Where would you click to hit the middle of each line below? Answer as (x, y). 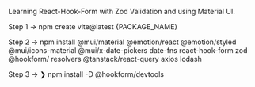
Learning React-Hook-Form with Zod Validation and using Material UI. (122, 11)
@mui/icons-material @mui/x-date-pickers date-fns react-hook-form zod (128, 50)
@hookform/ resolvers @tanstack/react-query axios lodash (105, 59)
